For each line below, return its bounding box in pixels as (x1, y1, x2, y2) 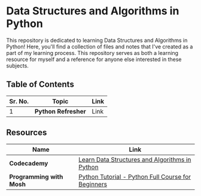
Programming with (9, 172, 63, 180)
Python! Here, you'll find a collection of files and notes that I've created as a (6, 43, 193, 50)
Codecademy (9, 159, 48, 167)
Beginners (78, 180, 108, 188)
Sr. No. (9, 97, 29, 105)
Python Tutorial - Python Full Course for (78, 172, 191, 180)
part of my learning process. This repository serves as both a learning (6, 49, 178, 56)
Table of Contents (6, 79, 75, 90)
